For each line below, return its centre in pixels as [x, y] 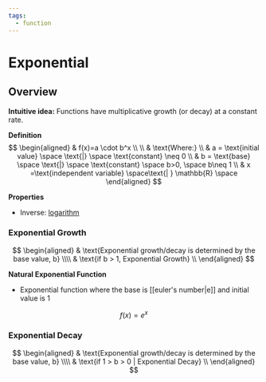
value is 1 [35, 298]
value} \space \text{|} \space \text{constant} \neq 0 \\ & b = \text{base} [134, 156]
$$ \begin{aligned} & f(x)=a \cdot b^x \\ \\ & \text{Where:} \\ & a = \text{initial [134, 148]
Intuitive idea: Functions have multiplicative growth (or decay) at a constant [133, 111]
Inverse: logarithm [49, 212]
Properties [26, 197]
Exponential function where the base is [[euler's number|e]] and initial [134, 289]
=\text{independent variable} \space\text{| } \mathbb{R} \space [134, 173]
